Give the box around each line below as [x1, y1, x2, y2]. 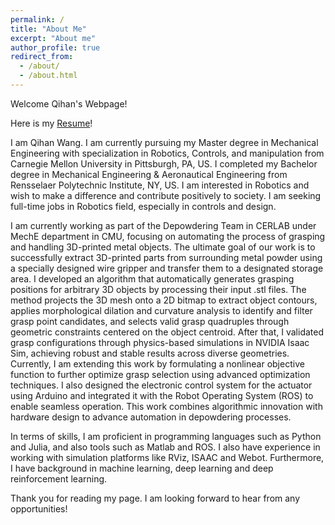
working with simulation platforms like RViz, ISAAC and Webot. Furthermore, [10, 451, 325, 463]
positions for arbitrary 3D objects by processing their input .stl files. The [10, 283, 307, 295]
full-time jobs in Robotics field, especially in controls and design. [10, 200, 277, 212]
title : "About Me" [10, 24, 87, 34]
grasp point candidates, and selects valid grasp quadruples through [10, 315, 290, 327]
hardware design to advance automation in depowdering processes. [10, 411, 292, 423]
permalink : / [10, 14, 65, 25]
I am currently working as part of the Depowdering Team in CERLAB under [10, 219, 317, 231]
